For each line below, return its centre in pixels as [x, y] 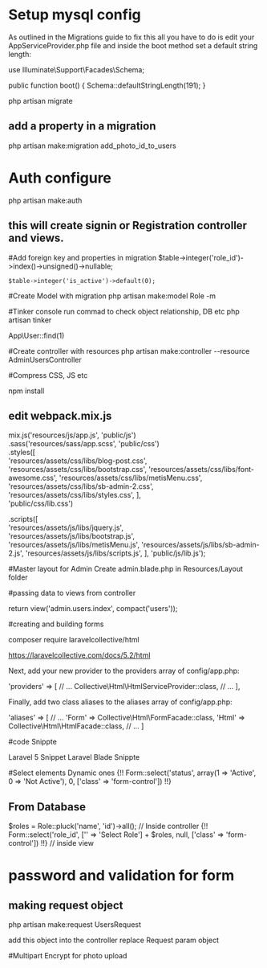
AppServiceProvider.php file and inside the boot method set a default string [133, 45]
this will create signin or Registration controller [127, 226]
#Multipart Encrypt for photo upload [68, 956]
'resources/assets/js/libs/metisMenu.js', [74, 545]
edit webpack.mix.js [60, 416]
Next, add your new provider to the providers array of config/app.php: [124, 671]
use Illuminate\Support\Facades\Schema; [77, 69]
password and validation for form [121, 876]
